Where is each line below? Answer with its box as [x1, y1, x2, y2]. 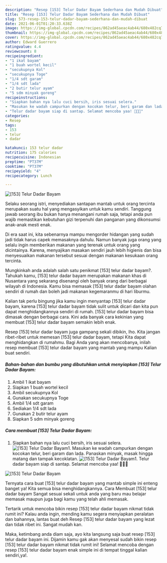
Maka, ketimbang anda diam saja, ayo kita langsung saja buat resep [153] [5, 531, 155, 537]
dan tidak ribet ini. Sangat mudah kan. [5, 522, 83, 528]
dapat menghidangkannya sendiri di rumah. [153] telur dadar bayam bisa [5, 309, 154, 315]
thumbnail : [5, 30, 28, 35]
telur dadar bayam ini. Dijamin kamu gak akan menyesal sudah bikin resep [5, 537, 157, 543]
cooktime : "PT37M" [5, 164, 43, 169]
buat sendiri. [5, 350, 31, 356]
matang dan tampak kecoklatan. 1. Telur [12, 456, 150, 462]
